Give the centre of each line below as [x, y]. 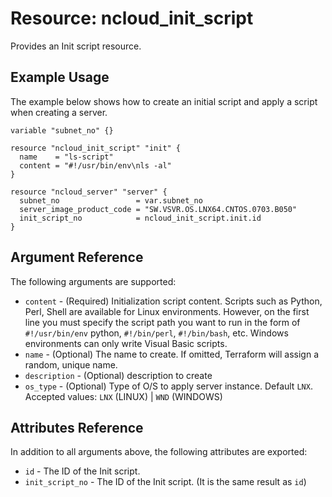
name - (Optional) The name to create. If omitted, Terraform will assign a [172, 354]
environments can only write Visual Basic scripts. [126, 343]
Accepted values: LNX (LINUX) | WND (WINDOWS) [123, 396]
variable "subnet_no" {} [62, 130]
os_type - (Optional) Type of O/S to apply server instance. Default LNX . [168, 386]
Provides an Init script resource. [76, 46]
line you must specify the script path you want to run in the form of [162, 322]
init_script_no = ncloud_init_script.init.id [140, 218]
